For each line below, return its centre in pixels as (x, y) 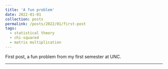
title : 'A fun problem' (30, 10)
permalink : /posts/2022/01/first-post (45, 24)
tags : (11, 28)
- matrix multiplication (35, 42)
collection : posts (24, 19)
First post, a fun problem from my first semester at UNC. (63, 56)
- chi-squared (24, 38)
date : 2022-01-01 (23, 14)
